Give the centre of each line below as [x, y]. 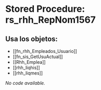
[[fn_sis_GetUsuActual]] [38, 57]
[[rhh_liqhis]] [26, 68]
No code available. [25, 83]
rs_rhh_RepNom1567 [50, 20]
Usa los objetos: [32, 39]
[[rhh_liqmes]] [28, 73]
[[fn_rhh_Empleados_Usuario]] [45, 51]
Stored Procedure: [45, 9]
